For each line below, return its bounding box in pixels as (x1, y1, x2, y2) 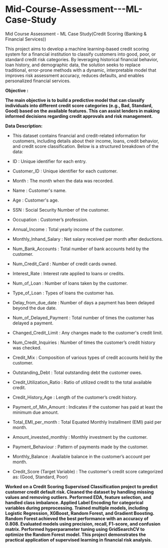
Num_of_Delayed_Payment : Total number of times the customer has (12, 314, 154, 320)
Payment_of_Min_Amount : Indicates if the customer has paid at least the (12, 404, 163, 410)
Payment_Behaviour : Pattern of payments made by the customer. (12, 444, 148, 450)
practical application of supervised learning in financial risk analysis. (5, 536, 152, 542)
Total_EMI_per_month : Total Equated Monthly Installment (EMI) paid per (12, 419, 162, 425)
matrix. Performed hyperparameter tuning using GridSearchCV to (5, 526, 145, 532)
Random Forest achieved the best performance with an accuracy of (5, 515, 149, 521)
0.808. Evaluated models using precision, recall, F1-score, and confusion (5, 520, 160, 527)
